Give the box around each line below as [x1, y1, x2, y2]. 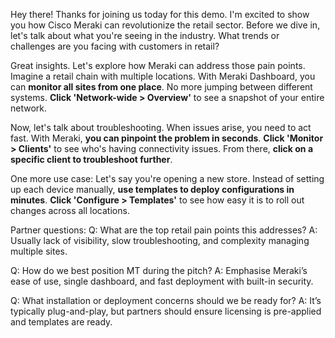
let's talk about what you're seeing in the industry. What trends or [10, 30, 280, 41]
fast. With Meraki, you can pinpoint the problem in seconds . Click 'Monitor [10, 132, 324, 144]
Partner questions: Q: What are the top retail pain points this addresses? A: [10, 224, 318, 236]
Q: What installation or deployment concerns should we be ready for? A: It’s [10, 295, 322, 306]
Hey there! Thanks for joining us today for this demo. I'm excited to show [10, 9, 310, 20]
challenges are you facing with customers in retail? [10, 40, 220, 52]
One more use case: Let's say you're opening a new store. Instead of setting [10, 173, 325, 184]
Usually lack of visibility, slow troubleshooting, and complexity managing [10, 235, 310, 246]
